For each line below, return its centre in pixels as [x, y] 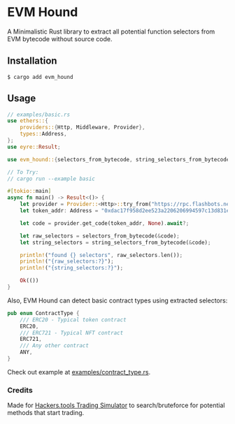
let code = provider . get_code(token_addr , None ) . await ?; [105, 223]
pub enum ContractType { [43, 313]
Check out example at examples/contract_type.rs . [79, 372]
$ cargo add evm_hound [40, 77]
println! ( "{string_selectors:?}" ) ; [72, 268]
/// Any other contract [55, 346]
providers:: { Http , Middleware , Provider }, [83, 127]
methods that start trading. [46, 413]
